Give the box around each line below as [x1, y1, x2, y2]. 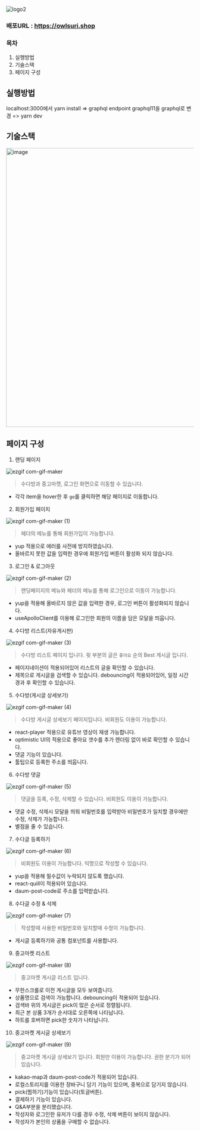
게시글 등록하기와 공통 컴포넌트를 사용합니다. [14, 937, 119, 944]
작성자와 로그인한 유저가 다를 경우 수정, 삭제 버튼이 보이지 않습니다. [14, 1110, 171, 1118]
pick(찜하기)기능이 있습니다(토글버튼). [14, 1088, 104, 1095]
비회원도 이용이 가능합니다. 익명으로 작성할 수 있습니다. [20, 860, 148, 867]
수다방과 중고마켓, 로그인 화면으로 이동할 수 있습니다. [20, 480, 143, 487]
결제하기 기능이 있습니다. [14, 1095, 73, 1103]
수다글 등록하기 [14, 835, 51, 842]
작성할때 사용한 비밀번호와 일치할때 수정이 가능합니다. [20, 924, 145, 931]
